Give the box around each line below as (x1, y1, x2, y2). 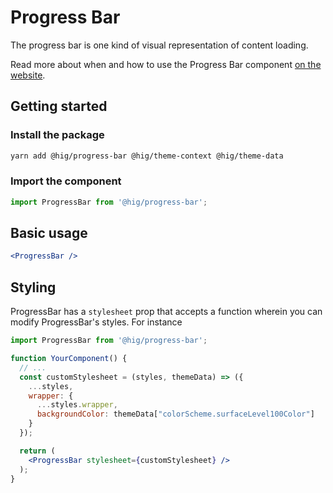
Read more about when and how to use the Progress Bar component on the (10, 58, 322, 70)
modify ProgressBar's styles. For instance (10, 316, 183, 328)
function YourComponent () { (10, 354, 128, 364)
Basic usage (10, 225, 88, 242)
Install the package (10, 128, 105, 142)
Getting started (10, 98, 108, 115)
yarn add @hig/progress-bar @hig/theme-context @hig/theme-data (10, 151, 284, 161)
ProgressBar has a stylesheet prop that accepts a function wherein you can (10, 306, 323, 318)
